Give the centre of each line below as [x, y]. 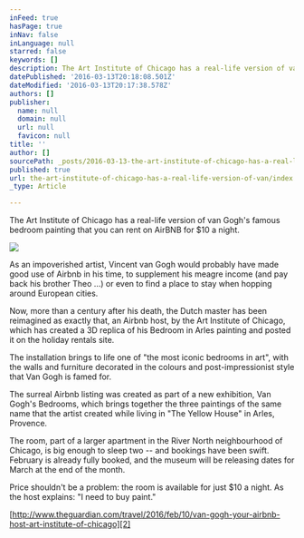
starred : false [38, 52]
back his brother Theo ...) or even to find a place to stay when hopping [141, 284]
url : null [36, 128]
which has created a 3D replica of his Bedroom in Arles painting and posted [150, 330]
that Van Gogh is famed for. [60, 377]
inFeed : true [34, 18]
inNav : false [34, 34]
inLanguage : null [42, 43]
